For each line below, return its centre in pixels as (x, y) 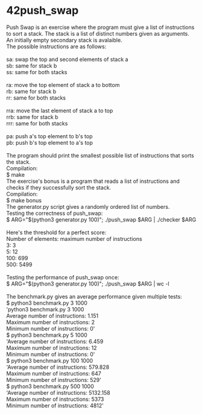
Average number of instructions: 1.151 (52, 316)
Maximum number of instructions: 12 (52, 348)
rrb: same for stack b (32, 117)
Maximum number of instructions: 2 (51, 322)
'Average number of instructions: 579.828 (58, 367)
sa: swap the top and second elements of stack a (67, 59)
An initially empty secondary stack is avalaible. (64, 40)
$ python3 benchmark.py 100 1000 (50, 360)
